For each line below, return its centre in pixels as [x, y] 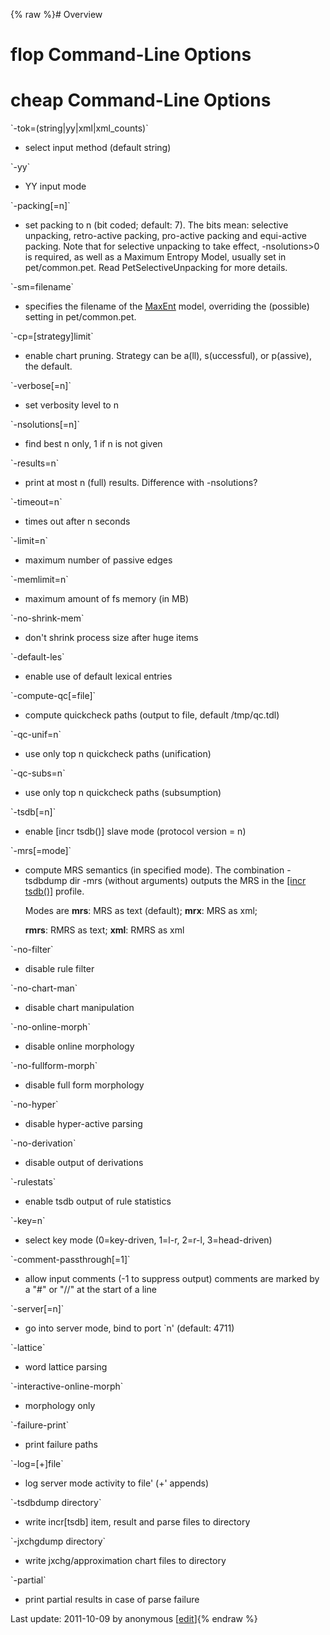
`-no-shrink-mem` [47, 618]
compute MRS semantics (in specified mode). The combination [154, 870]
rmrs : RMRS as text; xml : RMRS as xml [104, 930]
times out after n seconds [77, 521]
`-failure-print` [40, 1425]
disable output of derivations [84, 1163]
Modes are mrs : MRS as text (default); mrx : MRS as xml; [141, 911]
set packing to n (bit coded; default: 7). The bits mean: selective [156, 225]
